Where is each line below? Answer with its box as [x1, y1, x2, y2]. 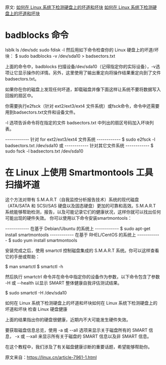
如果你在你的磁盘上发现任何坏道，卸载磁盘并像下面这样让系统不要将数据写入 [5, 86, 161, 92]
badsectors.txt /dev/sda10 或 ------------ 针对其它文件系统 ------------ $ [5, 142, 154, 148]
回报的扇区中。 [5, 92, 36, 98]
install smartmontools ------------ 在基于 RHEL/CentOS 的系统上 [5, 232, 136, 238]
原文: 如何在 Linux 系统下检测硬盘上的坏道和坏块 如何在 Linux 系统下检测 [5, 4, 153, 10]
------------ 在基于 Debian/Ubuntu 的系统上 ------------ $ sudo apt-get [5, 225, 151, 231]
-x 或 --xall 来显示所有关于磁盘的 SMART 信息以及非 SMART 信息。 [14, 333, 152, 339]
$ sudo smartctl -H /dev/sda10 [5, 289, 67, 295]
